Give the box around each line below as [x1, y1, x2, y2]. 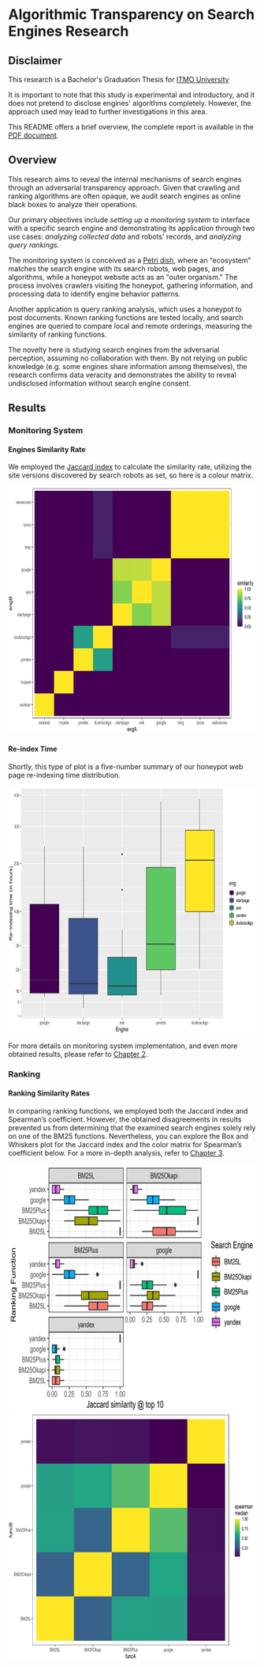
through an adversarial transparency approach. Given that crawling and [8, 183, 240, 192]
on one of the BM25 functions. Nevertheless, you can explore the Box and [8, 1131, 249, 1141]
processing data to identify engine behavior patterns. [8, 289, 181, 298]
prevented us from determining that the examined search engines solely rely [8, 1122, 256, 1132]
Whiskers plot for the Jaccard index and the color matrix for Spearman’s [8, 1140, 242, 1149]
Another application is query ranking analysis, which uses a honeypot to [8, 304, 242, 314]
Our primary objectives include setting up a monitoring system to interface [8, 215, 251, 224]
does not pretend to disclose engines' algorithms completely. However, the [8, 99, 251, 107]
